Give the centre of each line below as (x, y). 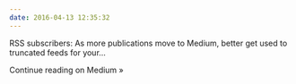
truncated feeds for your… (57, 52)
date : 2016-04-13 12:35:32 (60, 17)
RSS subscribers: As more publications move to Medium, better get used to (148, 43)
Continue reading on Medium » (66, 70)
